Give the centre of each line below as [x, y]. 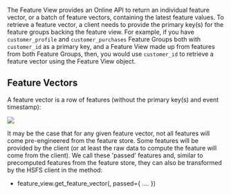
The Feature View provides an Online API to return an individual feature [108, 10]
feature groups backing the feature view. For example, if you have [101, 32]
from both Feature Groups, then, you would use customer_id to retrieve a [111, 54]
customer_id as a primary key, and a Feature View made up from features [111, 47]
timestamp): [24, 107]
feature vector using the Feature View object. [72, 61]
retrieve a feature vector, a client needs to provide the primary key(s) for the [115, 25]
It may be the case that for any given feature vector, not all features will [109, 133]
